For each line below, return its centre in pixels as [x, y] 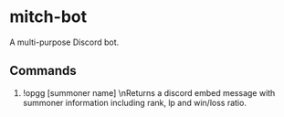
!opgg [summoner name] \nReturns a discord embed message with [149, 92]
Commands [43, 71]
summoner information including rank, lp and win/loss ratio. [134, 102]
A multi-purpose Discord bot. [64, 42]
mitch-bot [48, 17]
